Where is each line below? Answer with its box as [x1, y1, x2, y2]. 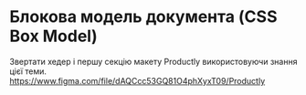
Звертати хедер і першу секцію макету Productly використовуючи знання [9, 56, 298, 67]
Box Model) [9, 26, 98, 47]
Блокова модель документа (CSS [9, 6, 278, 27]
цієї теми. [9, 66, 47, 77]
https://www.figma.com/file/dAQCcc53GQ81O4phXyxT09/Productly [9, 75, 266, 86]
